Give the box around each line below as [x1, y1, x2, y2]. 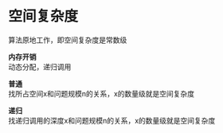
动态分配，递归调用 [8, 61, 72, 72]
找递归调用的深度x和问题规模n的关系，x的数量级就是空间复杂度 [8, 115, 216, 125]
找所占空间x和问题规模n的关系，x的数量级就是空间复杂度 [8, 88, 195, 98]
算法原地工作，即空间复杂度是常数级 [8, 35, 127, 45]
